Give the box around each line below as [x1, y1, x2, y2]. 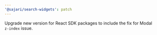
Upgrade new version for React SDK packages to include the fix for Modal [4, 20, 152, 26]
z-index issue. [4, 25, 33, 31]
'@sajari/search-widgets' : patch [4, 7, 72, 12]
